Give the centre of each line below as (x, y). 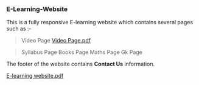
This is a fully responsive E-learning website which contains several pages (100, 22)
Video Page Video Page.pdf (56, 41)
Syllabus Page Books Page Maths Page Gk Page (82, 52)
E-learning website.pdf (35, 76)
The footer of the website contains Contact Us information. (81, 64)
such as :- (19, 29)
